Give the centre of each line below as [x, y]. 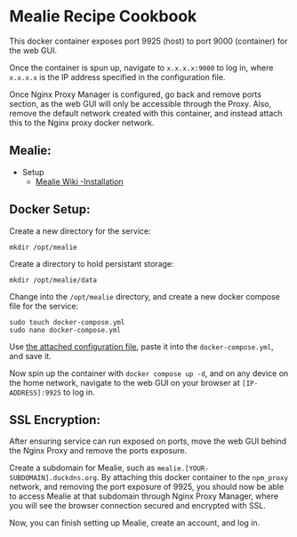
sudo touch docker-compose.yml [67, 322]
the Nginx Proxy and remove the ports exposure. [98, 451]
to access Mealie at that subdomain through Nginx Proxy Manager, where [144, 496]
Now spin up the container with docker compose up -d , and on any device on [149, 373]
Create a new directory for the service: [80, 231]
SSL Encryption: [55, 420]
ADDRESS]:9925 [36, 393]
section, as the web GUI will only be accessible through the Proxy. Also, [140, 103]
